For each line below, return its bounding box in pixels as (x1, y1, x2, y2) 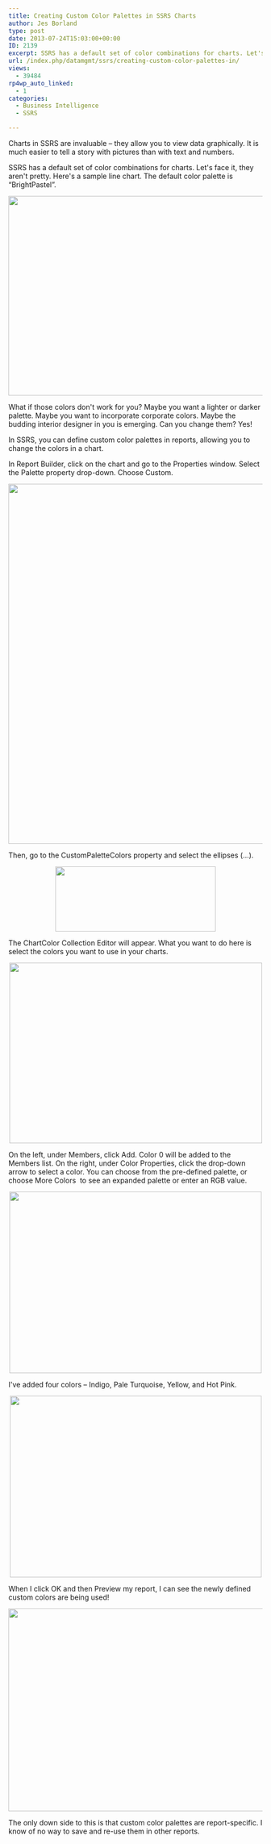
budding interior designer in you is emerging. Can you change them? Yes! (8, 419, 252, 428)
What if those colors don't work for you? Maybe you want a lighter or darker (8, 403, 261, 411)
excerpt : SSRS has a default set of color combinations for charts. (8, 49, 244, 57)
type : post (8, 27, 45, 35)
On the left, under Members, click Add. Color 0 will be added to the (8, 1150, 231, 1159)
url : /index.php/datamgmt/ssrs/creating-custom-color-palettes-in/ (8, 57, 240, 65)
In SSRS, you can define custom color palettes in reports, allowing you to (8, 435, 251, 444)
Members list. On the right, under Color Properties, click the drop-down (8, 1158, 246, 1168)
